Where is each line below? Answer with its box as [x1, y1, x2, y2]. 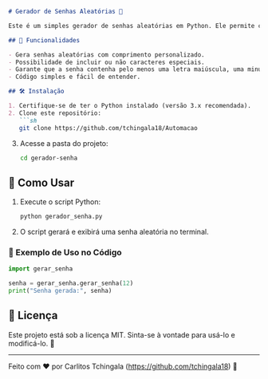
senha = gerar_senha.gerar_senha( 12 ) [8, 279, 134, 287]
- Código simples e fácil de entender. [8, 73, 141, 81]
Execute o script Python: [19, 197, 101, 207]
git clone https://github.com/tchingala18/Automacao [18, 124, 198, 132]
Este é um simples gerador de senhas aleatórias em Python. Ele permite [8, 22, 255, 30]
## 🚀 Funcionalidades [8, 36, 81, 44]
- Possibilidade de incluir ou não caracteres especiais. [8, 58, 205, 66]
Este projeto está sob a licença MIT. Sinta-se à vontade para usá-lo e [8, 330, 235, 339]
